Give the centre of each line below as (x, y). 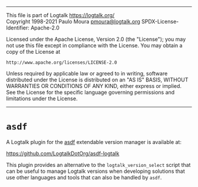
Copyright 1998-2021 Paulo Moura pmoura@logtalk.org (73, 22)
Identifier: (18, 28)
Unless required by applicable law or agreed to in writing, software (87, 73)
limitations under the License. (42, 99)
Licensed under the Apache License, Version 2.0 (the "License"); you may (96, 39)
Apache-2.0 (45, 28)
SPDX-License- (160, 22)
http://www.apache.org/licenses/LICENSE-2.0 (62, 63)
